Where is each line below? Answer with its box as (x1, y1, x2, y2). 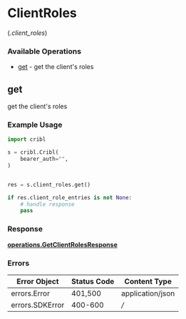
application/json (120, 288, 175, 298)
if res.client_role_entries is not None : (7, 194, 133, 201)
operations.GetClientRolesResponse (7, 240, 118, 249)
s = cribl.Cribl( (7, 149, 59, 156)
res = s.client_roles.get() (7, 181, 91, 188)
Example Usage (7, 120, 63, 130)
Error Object (16, 276, 59, 286)
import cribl (7, 136, 46, 143)
